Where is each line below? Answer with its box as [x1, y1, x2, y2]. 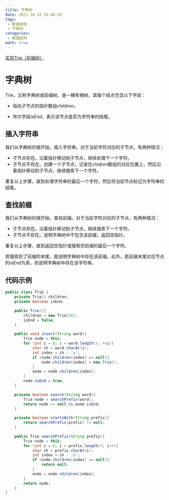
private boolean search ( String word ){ [14, 392, 96, 397]
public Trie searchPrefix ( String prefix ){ [14, 434, 105, 439]
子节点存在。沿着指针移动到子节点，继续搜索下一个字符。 [12, 226, 132, 232]
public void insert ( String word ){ [14, 331, 87, 336]
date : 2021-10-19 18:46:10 [5, 12, 62, 17]
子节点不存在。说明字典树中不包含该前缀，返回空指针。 [12, 232, 128, 238]
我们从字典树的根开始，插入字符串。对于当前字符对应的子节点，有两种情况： [5, 144, 164, 150]
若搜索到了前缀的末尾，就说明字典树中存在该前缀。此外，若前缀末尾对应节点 [5, 254, 164, 260]
